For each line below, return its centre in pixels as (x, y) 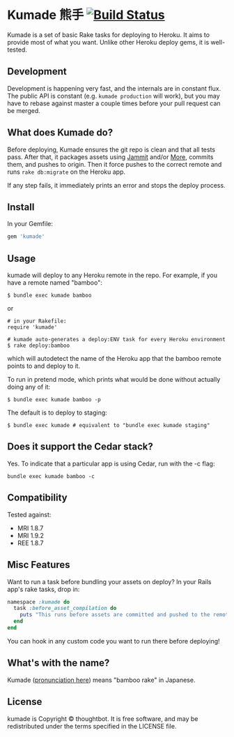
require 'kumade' (32, 327)
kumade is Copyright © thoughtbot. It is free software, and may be (103, 719)
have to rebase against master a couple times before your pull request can (114, 103)
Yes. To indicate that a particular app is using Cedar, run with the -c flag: (111, 463)
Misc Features (39, 565)
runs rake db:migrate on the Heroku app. (66, 172)
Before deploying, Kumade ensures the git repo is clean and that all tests (111, 149)
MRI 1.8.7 (30, 528)
